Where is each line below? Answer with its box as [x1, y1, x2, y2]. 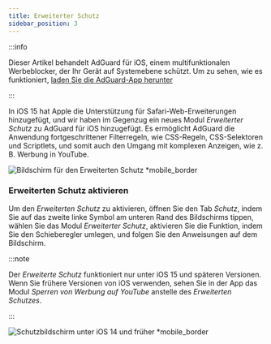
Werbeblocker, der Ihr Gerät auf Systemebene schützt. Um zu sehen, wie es [8, 66, 263, 75]
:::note [8, 253, 30, 264]
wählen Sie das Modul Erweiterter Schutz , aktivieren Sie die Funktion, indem [8, 221, 264, 230]
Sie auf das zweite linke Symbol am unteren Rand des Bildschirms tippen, [8, 212, 254, 221]
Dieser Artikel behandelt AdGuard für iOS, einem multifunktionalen [8, 58, 230, 67]
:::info [8, 41, 28, 51]
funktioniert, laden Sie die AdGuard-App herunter [8, 75, 173, 84]
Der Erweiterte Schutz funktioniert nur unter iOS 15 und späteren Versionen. [8, 269, 262, 279]
